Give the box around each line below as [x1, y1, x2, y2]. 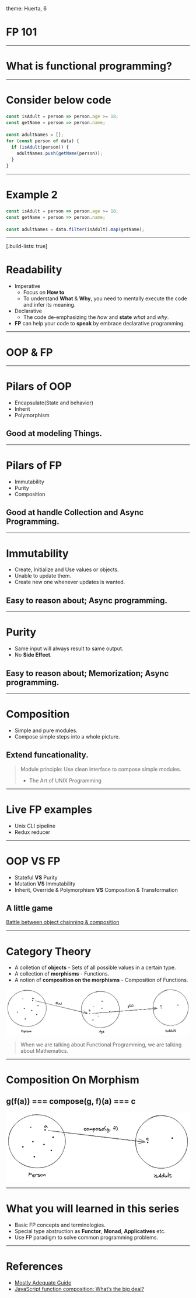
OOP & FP [6, 346, 53, 359]
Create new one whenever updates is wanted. [14, 579, 125, 586]
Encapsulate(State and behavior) [14, 399, 94, 406]
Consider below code [6, 94, 112, 107]
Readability [6, 263, 62, 277]
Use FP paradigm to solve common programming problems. [14, 1234, 159, 1241]
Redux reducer [14, 828, 51, 836]
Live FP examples [6, 803, 92, 816]
